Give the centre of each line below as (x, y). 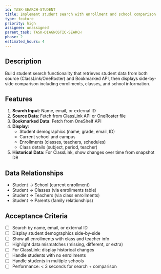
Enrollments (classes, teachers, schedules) (62, 142)
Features (19, 99)
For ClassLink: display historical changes (53, 250)
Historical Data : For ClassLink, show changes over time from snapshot (83, 152)
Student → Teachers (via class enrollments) (56, 195)
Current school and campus (47, 137)
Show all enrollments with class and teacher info (61, 239)
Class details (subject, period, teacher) (58, 147)
